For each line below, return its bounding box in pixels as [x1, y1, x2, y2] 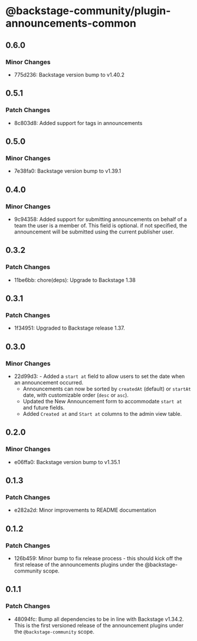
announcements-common [5, 17, 137, 30]
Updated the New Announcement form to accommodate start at [22, 398, 182, 405]
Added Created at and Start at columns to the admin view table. [22, 410, 182, 417]
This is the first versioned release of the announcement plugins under [14, 622, 184, 629]
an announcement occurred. [14, 379, 84, 386]
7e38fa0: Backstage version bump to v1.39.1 [14, 167, 122, 175]
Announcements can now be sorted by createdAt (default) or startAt [22, 385, 191, 392]
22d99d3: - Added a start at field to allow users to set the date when [14, 373, 185, 380]
